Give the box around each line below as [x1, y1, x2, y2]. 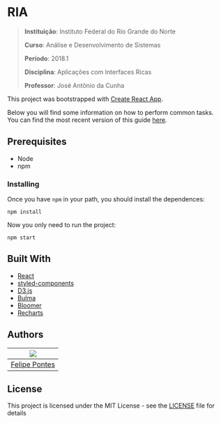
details [7, 409, 26, 417]
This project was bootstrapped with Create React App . [7, 95, 164, 103]
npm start [7, 234, 36, 241]
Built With [7, 253, 51, 265]
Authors [7, 329, 44, 341]
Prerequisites [7, 136, 67, 148]
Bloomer [17, 301, 42, 309]
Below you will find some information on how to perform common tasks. [7, 108, 214, 116]
